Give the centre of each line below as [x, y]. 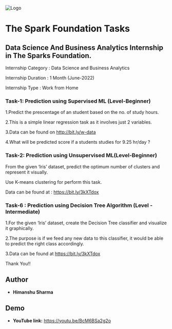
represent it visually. [27, 172]
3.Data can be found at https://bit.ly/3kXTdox [53, 254]
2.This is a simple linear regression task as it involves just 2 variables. [79, 122]
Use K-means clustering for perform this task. [54, 182]
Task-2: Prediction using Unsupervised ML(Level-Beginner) [81, 156]
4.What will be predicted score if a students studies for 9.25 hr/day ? [78, 142]
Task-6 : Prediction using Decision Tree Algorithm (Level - [79, 205]
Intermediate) [23, 211]
